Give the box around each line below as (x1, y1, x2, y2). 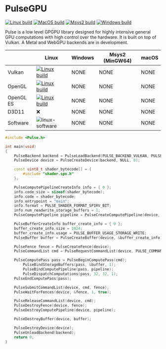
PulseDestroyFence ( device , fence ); (14, 303, 87, 308)
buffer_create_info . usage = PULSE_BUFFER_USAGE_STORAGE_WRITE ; (14, 230, 147, 235)
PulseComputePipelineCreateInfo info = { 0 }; (14, 185, 112, 190)
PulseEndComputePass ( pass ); (14, 276, 72, 281)
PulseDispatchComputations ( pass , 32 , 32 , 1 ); (23, 271, 119, 276)
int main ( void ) (5, 144, 37, 149)
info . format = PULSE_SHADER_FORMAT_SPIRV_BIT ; (14, 203, 112, 208)
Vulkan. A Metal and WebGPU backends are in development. (5, 39, 128, 45)
